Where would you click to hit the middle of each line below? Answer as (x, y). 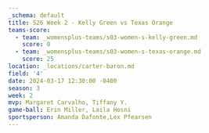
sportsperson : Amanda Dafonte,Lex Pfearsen (80, 117)
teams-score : (29, 30)
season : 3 (24, 88)
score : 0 (36, 45)
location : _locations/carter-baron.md (71, 66)
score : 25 (38, 59)
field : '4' (26, 74)
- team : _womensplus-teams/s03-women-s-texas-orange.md (108, 52)
